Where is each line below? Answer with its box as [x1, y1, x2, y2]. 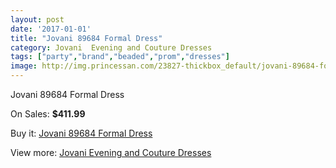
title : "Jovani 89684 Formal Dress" [10, 33, 163, 43]
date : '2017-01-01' [10, 24, 92, 34]
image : [10, 61, 38, 71]
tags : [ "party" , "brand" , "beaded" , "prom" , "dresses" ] [10, 52, 230, 62]
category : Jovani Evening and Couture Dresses [10, 42, 213, 53]
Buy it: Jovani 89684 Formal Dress [10, 127, 153, 139]
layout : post [10, 14, 65, 25]
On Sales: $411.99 [10, 108, 86, 120]
